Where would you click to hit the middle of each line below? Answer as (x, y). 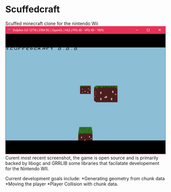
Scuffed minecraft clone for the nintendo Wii (52, 23)
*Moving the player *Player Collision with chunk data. (62, 184)
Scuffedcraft (33, 9)
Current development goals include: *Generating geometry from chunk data (85, 178)
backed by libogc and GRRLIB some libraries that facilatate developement (82, 163)
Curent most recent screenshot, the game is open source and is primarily (82, 158)
